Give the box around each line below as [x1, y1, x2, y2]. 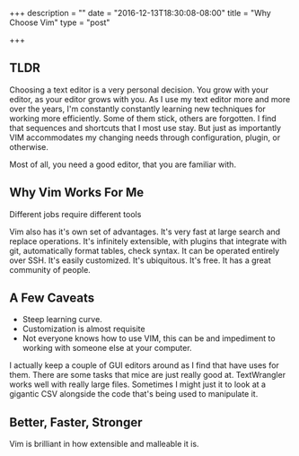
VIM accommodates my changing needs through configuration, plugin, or [9, 132, 281, 143]
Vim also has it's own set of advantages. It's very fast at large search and [9, 226, 281, 237]
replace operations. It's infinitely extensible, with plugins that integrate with [9, 235, 287, 246]
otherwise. [9, 141, 49, 152]
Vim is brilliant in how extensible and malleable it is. [9, 439, 199, 450]
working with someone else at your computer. [22, 343, 192, 354]
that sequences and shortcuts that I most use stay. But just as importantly [9, 122, 281, 133]
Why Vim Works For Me [9, 185, 145, 200]
